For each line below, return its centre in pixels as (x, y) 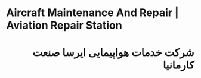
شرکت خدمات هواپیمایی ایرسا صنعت (113, 53)
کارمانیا (179, 65)
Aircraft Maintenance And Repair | (92, 13)
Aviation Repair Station (64, 25)
